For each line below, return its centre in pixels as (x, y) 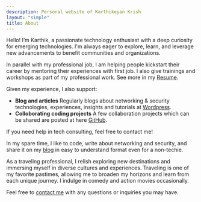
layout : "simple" (28, 17)
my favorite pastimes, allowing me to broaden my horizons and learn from (98, 174)
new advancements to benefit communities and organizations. (83, 53)
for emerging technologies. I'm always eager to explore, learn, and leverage (100, 46)
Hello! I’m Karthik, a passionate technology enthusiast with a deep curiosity (99, 40)
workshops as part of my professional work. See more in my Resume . (92, 77)
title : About (23, 23)
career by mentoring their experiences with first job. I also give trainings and (101, 71)
